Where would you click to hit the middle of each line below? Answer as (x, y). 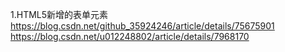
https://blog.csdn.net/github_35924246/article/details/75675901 (142, 26)
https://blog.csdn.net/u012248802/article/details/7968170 (130, 36)
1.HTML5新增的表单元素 (59, 14)
